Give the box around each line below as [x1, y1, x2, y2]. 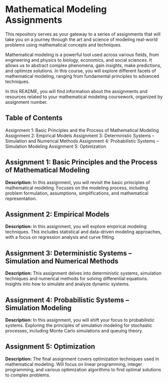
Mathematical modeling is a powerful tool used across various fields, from [5, 52, 159, 58]
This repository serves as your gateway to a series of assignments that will [5, 31, 160, 37]
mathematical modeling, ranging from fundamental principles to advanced [5, 73, 159, 79]
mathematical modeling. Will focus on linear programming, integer [5, 361, 143, 367]
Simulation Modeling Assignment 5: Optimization [5, 143, 106, 149]
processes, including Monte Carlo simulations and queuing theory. [5, 328, 143, 333]
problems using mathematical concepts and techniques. [5, 41, 122, 48]
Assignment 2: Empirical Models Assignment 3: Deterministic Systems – [5, 133, 155, 139]
